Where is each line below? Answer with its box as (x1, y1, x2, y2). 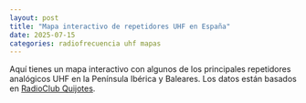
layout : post (9, 13, 59, 23)
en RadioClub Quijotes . (9, 83, 96, 94)
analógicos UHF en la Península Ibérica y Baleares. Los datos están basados (9, 74, 297, 85)
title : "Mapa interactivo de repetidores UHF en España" (9, 22, 231, 31)
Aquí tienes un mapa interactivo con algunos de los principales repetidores (9, 64, 291, 75)
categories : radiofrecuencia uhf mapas (9, 38, 162, 48)
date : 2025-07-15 (9, 30, 76, 39)
